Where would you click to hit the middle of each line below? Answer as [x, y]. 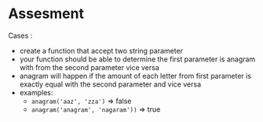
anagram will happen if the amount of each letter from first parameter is [135, 76]
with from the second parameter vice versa [89, 67]
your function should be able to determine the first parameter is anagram [137, 59]
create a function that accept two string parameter [101, 50]
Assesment [46, 14]
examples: [36, 92]
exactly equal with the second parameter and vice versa [110, 84]
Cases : [20, 35]
